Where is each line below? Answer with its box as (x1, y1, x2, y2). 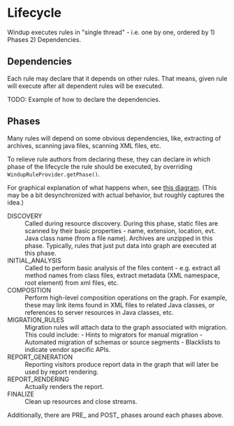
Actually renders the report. (24, 382, 105, 390)
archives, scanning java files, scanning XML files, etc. (7, 141, 162, 149)
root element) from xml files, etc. (24, 278, 119, 287)
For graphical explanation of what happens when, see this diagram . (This (7, 183, 217, 191)
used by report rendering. (24, 367, 99, 376)
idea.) (7, 198, 24, 207)
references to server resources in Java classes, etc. (24, 308, 174, 316)
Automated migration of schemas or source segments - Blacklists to (24, 337, 221, 346)
